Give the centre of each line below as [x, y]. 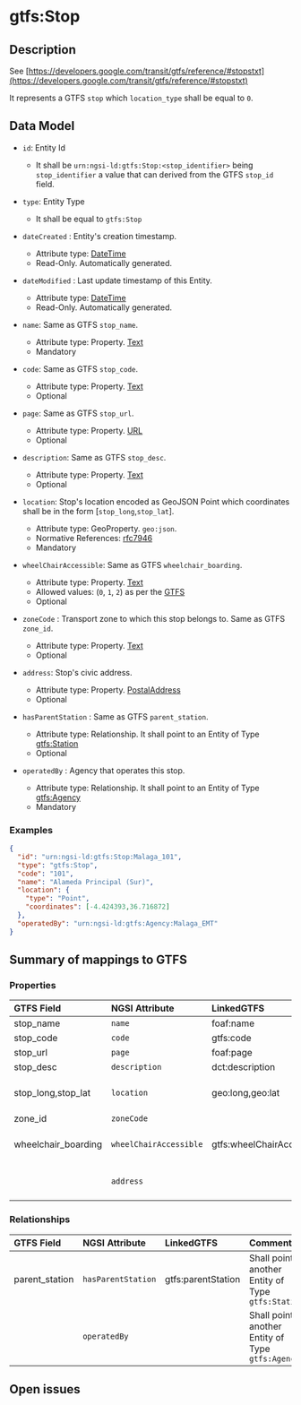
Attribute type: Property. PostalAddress [108, 690]
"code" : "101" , [46, 874]
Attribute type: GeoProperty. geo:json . [106, 528]
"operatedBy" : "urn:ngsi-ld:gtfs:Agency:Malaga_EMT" [118, 923]
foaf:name [233, 1023]
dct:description [244, 1067]
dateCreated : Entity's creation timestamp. [99, 236]
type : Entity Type [53, 201]
